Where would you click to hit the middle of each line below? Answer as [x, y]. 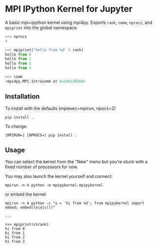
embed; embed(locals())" [30, 208]
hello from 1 [18, 59]
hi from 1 [15, 233]
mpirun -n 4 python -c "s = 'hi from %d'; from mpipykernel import [75, 203]
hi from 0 [15, 229]
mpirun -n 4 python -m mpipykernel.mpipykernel [54, 185]
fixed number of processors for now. [42, 167]
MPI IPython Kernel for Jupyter [69, 9]
